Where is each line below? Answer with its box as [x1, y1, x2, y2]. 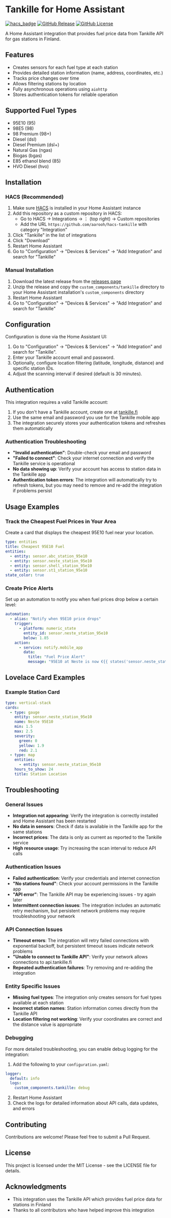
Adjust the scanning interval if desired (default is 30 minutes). [12, 371, 142, 377]
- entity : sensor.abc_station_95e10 [10, 554, 88, 559]
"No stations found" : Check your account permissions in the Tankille [12, 880, 159, 886]
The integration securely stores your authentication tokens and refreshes [12, 420, 166, 426]
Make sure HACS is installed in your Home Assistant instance [12, 205, 141, 211]
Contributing [5, 1120, 47, 1129]
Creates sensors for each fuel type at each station [12, 64, 118, 70]
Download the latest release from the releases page [12, 278, 121, 284]
